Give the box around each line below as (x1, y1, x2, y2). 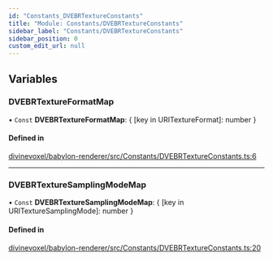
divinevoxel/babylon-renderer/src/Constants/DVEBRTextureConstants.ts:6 (8, 152, 258, 161)
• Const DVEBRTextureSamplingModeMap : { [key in (8, 198, 184, 208)
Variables (8, 72, 58, 86)
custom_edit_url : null (8, 42, 85, 50)
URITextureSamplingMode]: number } (8, 206, 134, 216)
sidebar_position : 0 (8, 34, 79, 43)
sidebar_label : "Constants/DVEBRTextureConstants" (8, 27, 184, 35)
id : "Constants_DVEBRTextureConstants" (8, 11, 144, 20)
